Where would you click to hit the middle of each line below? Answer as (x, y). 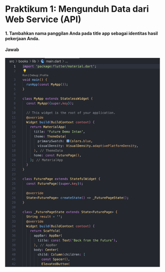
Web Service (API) (43, 19)
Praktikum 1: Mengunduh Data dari (77, 9)
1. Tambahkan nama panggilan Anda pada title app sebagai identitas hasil (82, 33)
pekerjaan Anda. (23, 38)
